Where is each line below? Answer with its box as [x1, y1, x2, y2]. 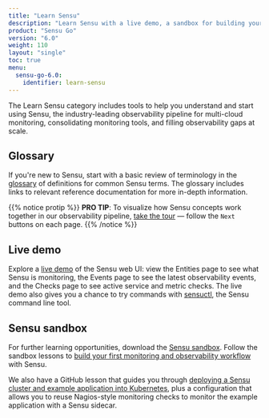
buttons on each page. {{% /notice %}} [8, 220, 138, 229]
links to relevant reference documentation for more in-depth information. [8, 187, 248, 197]
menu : [8, 64, 26, 72]
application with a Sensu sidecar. [8, 400, 118, 410]
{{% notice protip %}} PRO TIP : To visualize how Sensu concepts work [8, 203, 242, 213]
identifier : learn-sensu [22, 78, 106, 86]
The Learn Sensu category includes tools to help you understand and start [8, 101, 254, 110]
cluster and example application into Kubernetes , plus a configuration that [8, 383, 252, 392]
